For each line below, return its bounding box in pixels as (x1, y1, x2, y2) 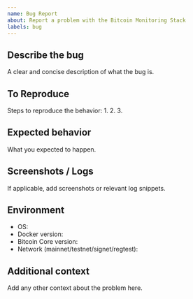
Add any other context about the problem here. (7, 284, 143, 292)
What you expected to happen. (7, 145, 96, 154)
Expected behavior (7, 126, 92, 138)
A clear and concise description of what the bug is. (7, 68, 155, 76)
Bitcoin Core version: (17, 238, 78, 246)
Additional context (7, 265, 90, 277)
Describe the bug (7, 49, 84, 61)
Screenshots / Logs (7, 166, 94, 177)
